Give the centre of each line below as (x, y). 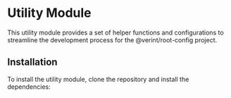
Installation (32, 62)
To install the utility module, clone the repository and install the (98, 79)
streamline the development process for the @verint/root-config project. (112, 39)
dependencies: (29, 87)
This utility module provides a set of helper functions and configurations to (115, 32)
